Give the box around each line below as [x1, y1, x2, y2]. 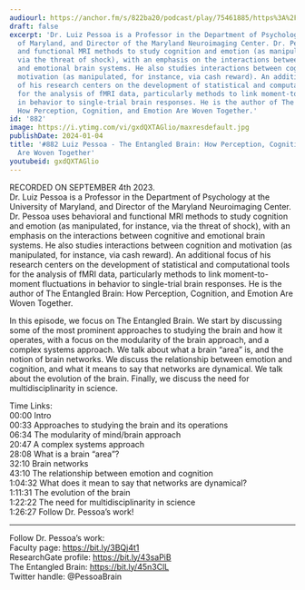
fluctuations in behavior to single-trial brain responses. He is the [42, 278, 282, 289]
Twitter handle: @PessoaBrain [9, 571, 123, 582]
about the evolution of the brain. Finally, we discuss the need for [9, 373, 250, 384]
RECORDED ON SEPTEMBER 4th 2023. [9, 182, 156, 192]
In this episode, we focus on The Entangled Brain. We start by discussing [9, 315, 283, 326]
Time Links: [9, 400, 53, 411]
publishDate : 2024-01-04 [9, 132, 103, 141]
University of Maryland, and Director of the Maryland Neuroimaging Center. [9, 201, 292, 211]
